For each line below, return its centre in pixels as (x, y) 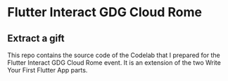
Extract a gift (36, 38)
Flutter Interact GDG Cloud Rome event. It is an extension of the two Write (114, 63)
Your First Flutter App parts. (47, 70)
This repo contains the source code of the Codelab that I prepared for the (114, 55)
